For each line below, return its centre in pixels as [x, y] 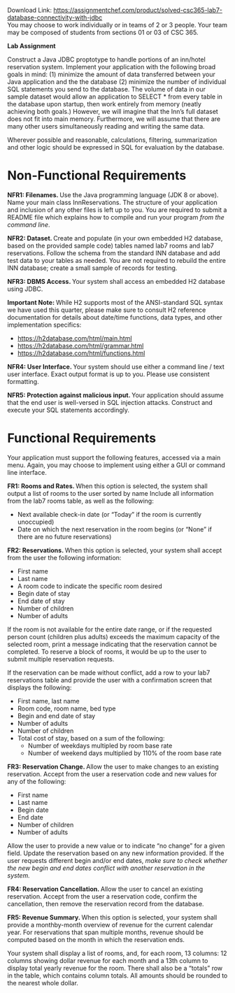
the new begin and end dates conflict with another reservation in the [106, 868]
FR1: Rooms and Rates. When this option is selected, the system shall [107, 486]
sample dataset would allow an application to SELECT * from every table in [115, 97]
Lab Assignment [31, 46]
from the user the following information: [64, 557]
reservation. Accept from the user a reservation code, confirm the [102, 896]
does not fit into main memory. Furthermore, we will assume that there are [114, 119]
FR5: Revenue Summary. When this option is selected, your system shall [112, 917]
